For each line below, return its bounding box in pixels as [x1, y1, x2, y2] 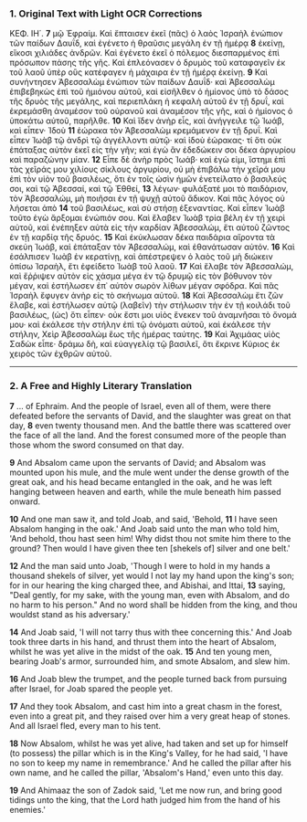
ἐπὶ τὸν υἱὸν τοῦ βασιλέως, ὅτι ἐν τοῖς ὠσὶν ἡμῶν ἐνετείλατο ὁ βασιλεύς [9, 174, 288, 184]
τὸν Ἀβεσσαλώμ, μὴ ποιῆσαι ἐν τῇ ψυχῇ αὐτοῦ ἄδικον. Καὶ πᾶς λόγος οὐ [9, 193, 285, 204]
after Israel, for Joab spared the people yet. [9, 683, 174, 694]
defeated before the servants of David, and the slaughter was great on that [9, 410, 291, 421]
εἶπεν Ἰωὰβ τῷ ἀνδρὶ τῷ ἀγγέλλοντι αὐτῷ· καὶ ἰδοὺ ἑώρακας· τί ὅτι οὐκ [9, 135, 281, 146]
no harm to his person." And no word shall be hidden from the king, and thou [9, 599, 298, 610]
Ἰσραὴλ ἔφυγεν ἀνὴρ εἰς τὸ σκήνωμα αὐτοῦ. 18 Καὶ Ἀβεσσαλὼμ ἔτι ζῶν [9, 290, 284, 301]
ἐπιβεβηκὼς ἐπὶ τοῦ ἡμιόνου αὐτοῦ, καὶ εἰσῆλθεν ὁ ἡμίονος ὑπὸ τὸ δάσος [9, 86, 290, 98]
